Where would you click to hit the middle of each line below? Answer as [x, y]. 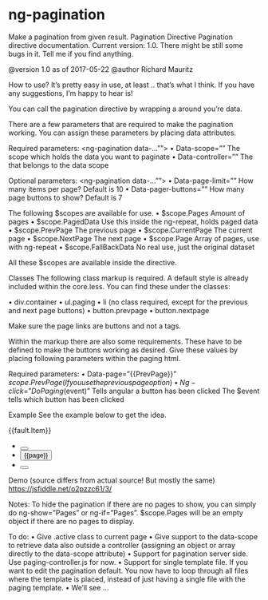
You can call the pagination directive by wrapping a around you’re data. [126, 109]
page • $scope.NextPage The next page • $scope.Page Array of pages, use [134, 238]
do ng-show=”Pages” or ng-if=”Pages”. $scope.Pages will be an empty [126, 512]
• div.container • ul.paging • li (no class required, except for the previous [128, 302]
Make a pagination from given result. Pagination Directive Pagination [121, 37]
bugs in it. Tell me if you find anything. [71, 54]
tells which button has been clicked [66, 399]
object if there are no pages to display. [71, 521]
